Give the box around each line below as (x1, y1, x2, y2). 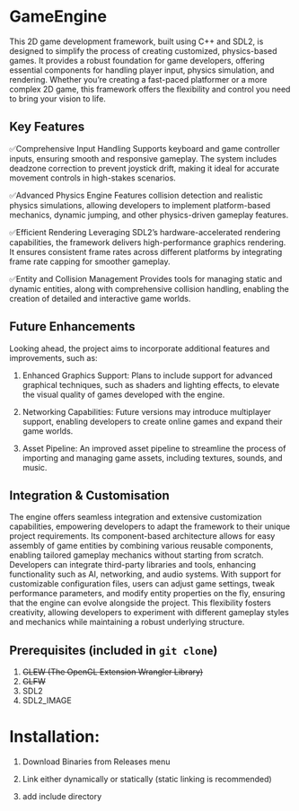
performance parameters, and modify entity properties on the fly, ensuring (9, 588, 286, 599)
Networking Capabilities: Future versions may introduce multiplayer (22, 406, 272, 417)
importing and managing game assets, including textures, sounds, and (22, 452, 283, 463)
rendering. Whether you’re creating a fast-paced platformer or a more (9, 74, 268, 84)
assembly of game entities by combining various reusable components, (9, 541, 274, 551)
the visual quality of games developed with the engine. (22, 389, 225, 400)
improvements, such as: (9, 352, 98, 363)
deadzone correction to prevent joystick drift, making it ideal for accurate (9, 163, 280, 173)
